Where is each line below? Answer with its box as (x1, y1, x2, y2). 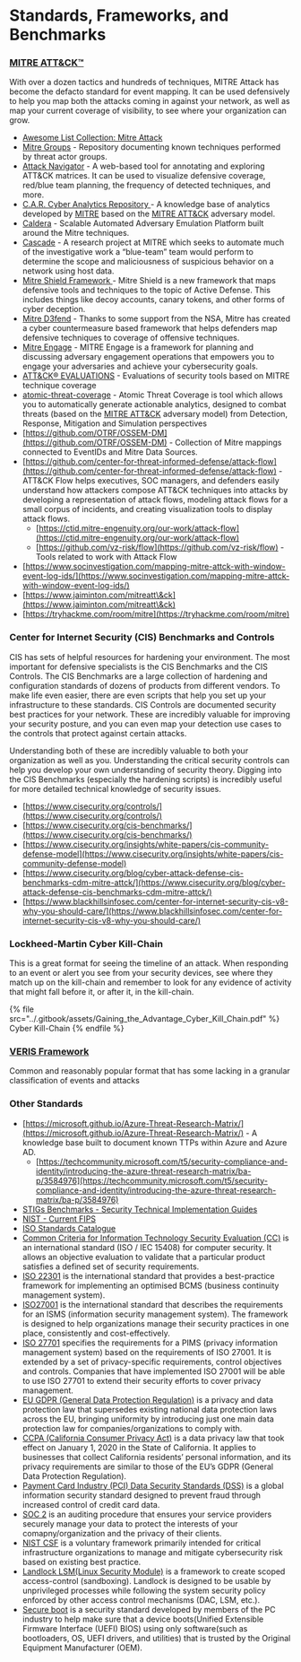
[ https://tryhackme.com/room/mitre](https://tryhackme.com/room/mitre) (21, 609, 290, 620)
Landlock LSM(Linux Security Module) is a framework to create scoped (21, 1566, 286, 1577)
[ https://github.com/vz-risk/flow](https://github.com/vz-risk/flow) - (35, 542, 285, 553)
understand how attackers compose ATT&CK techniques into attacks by (21, 485, 288, 496)
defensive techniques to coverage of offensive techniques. (21, 333, 240, 344)
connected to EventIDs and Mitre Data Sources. (21, 447, 199, 457)
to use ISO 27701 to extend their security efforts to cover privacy (21, 1375, 262, 1386)
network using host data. (21, 265, 115, 276)
